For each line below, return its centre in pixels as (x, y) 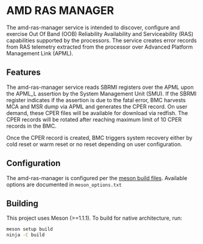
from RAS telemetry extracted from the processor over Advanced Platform (100, 47)
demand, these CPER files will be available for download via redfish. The (97, 113)
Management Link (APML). (40, 53)
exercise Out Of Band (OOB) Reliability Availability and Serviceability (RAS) (100, 33)
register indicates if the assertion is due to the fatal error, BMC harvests (96, 100)
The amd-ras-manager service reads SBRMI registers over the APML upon (100, 87)
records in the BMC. (31, 126)
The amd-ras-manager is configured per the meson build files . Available (97, 178)
